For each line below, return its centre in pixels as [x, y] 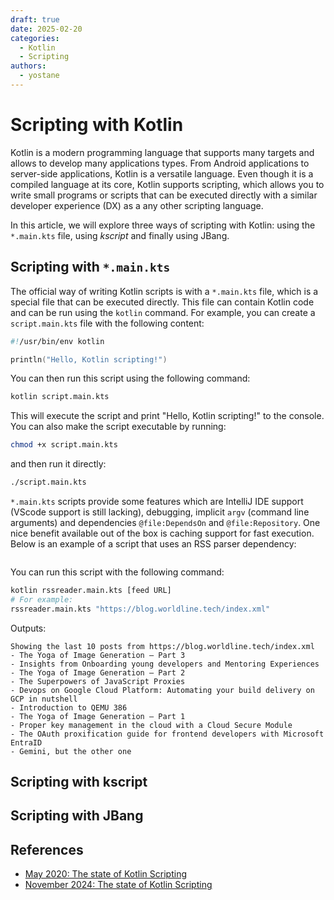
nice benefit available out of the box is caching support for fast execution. [162, 533]
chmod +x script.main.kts [64, 445]
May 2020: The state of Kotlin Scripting [105, 874]
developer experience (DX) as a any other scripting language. [137, 205]
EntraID [26, 742]
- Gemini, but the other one [71, 751]
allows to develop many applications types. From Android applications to [160, 163]
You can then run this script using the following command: [130, 378]
